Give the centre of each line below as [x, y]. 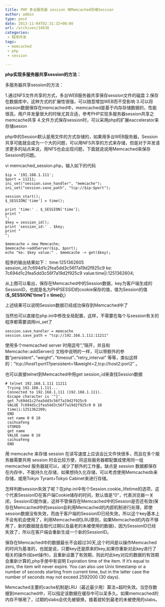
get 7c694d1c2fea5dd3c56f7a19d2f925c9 [47, 401]
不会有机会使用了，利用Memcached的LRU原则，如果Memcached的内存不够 [82, 520]
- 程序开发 [17, 37]
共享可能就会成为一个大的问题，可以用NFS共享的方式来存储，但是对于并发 [80, 143]
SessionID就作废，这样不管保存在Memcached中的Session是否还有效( [84, 501]
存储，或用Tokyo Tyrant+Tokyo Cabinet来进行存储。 [58, 478]
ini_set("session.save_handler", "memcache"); [54, 184]
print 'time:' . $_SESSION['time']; [42, 210]
